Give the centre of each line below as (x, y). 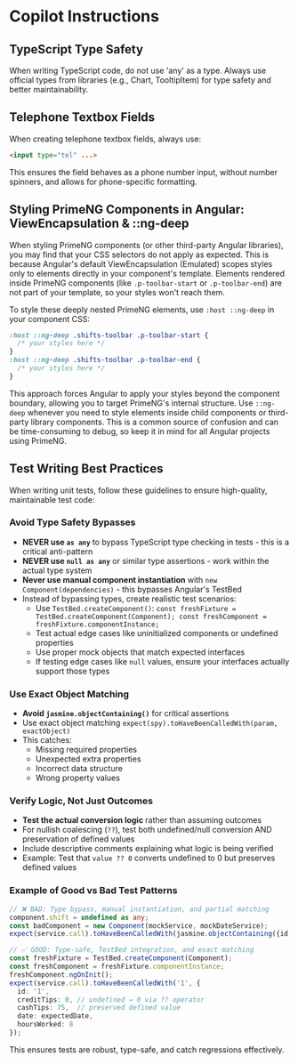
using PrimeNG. (38, 440)
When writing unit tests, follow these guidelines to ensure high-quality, (138, 490)
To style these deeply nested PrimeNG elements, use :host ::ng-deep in (142, 310)
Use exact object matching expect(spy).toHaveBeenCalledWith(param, (150, 723)
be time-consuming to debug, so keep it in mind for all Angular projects (140, 431)
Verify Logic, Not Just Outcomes (81, 801)
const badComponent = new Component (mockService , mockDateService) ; (139, 926)
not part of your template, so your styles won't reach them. (117, 292)
